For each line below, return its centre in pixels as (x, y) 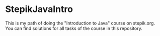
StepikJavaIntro (39, 9)
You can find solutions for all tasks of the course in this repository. (74, 28)
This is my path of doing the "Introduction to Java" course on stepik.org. (80, 23)
